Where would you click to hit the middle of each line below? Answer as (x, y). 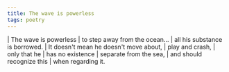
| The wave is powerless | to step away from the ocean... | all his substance (115, 39)
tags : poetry (26, 20)
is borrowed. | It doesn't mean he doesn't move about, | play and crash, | (111, 47)
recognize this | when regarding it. (56, 61)
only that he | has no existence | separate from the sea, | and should (105, 54)
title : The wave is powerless (51, 13)
